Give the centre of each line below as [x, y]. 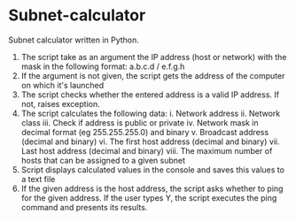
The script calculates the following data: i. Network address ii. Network [151, 113]
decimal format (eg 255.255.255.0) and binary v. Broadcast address [145, 132]
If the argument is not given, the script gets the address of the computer [153, 75]
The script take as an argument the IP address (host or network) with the [154, 57]
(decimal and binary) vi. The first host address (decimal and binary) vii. [150, 141]
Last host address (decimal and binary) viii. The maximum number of [147, 150]
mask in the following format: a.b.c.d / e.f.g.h [103, 66]
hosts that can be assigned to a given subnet [103, 160]
